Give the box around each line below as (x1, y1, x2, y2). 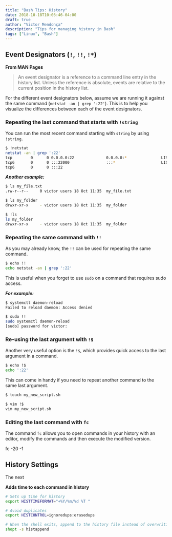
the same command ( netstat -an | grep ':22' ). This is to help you (5, 100, 148, 106)
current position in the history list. (17, 85, 89, 91)
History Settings (5, 461, 59, 469)
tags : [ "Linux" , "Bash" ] (5, 31, 58, 36)
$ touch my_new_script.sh (5, 392, 60, 398)
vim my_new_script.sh (5, 406, 52, 411)
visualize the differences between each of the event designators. (5, 106, 142, 112)
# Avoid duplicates (5, 508, 47, 513)
